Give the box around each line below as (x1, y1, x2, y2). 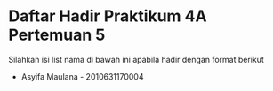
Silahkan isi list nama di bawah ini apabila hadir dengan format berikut (8, 54, 264, 64)
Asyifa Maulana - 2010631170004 (20, 71, 144, 81)
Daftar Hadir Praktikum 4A (8, 6, 207, 27)
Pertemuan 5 (8, 25, 106, 45)
